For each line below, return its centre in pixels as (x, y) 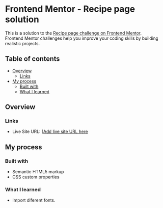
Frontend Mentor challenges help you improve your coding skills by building (82, 38)
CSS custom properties (36, 177)
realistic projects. (23, 43)
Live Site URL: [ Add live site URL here (50, 131)
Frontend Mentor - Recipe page (70, 9)
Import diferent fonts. (34, 200)
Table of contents (32, 59)
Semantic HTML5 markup (38, 172)
